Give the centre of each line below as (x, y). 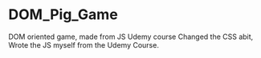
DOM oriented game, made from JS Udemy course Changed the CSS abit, (131, 37)
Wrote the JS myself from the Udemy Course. (84, 44)
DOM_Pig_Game (63, 15)
